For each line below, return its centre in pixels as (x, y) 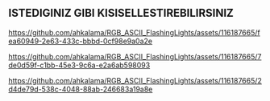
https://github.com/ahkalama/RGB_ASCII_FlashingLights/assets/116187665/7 (135, 56)
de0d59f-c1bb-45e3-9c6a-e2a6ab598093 (79, 65)
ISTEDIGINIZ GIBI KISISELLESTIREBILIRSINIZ (121, 13)
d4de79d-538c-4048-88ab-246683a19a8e (81, 89)
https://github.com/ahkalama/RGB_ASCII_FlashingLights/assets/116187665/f (134, 32)
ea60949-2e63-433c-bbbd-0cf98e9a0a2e (81, 41)
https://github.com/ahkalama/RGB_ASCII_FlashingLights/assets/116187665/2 (135, 80)
